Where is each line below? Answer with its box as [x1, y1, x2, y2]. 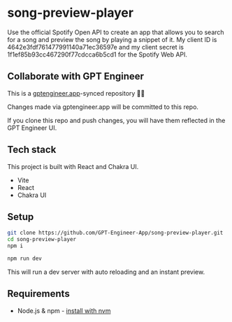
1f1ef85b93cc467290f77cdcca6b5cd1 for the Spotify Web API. [7, 50, 187, 59]
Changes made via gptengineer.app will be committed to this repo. [7, 103, 199, 111]
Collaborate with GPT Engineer [7, 71, 145, 82]
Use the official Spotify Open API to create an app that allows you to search [7, 28, 225, 36]
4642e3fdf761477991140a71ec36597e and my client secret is [7, 43, 184, 51]
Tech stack [7, 144, 57, 156]
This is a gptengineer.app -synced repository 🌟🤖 [7, 89, 145, 97]
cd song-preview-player [7, 236, 77, 243]
